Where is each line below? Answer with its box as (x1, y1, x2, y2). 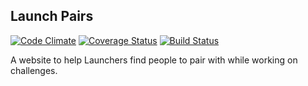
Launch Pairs (10, 8, 94, 25)
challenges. (10, 64, 58, 76)
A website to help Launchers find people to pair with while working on (10, 54, 298, 66)
